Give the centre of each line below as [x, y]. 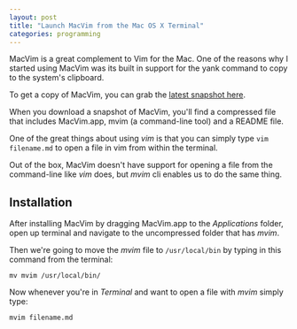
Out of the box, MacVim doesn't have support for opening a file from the [141, 165]
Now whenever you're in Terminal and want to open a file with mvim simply [146, 292]
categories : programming [55, 34]
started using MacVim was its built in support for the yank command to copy [148, 68]
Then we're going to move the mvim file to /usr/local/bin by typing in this [145, 250]
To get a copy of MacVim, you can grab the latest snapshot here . [128, 95]
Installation [41, 202]
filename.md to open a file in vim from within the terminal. [114, 148]
